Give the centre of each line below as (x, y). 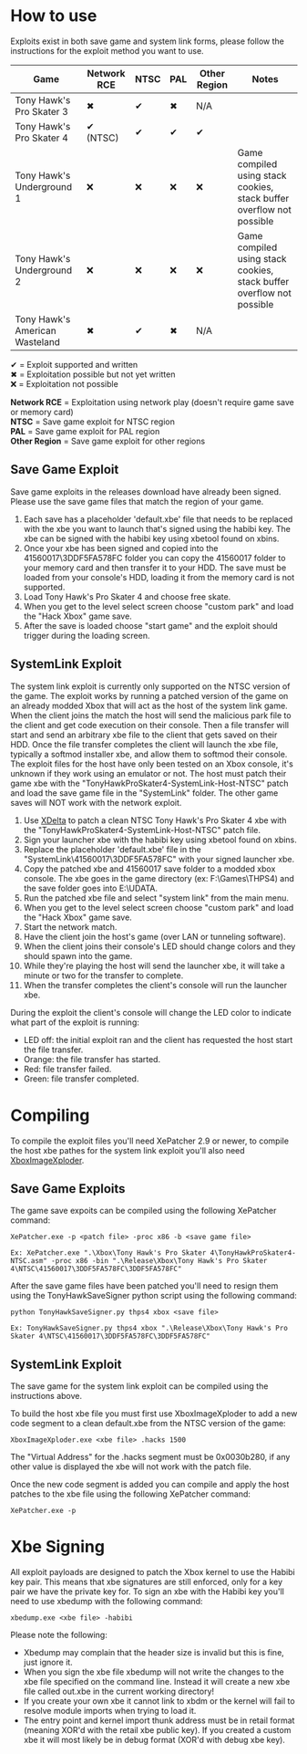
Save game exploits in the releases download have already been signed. (146, 491)
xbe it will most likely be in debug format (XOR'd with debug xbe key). (154, 1740)
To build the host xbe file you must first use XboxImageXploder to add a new (154, 1414)
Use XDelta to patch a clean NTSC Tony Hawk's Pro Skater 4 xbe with (155, 820)
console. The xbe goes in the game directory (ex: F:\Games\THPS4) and (159, 878)
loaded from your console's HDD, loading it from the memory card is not (159, 577)
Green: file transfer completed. (81, 1079)
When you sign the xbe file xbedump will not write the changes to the (154, 1672)
